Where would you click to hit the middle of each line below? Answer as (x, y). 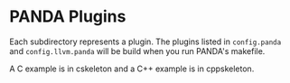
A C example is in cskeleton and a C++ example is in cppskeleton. (132, 69)
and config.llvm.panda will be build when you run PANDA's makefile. (137, 51)
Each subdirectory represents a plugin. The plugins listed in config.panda (145, 41)
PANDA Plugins (68, 17)
